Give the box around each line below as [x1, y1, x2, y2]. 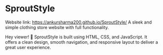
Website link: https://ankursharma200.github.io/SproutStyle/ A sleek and [5, 19, 152, 25]
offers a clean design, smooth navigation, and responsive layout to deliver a [5, 39, 158, 45]
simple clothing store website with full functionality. [5, 24, 109, 30]
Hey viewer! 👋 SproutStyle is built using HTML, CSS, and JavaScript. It [5, 34, 147, 40]
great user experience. [5, 44, 51, 50]
